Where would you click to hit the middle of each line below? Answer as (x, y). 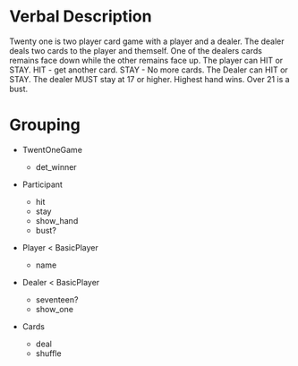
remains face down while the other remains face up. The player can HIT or (146, 60)
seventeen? (57, 299)
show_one (55, 309)
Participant (42, 184)
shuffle (48, 353)
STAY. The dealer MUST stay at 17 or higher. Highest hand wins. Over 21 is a (149, 79)
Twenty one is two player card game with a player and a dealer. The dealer (147, 41)
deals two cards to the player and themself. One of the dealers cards (136, 50)
